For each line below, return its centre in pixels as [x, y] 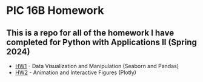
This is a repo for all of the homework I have [90, 33]
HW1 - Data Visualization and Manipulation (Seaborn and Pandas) [97, 66]
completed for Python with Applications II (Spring [101, 42]
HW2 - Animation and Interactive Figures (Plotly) [75, 72]
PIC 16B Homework [55, 11]
